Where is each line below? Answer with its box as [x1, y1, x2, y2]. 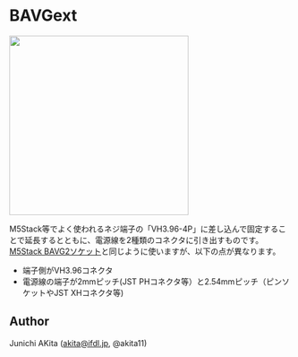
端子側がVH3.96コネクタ [21, 265, 114, 275]
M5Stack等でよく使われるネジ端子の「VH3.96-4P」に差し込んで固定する [9, 223, 279, 234]
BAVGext [9, 5, 78, 26]
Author [9, 314, 49, 329]
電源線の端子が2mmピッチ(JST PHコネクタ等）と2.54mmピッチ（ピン [21, 275, 282, 287]
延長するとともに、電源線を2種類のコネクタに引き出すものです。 [24, 234, 264, 245]
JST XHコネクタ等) [53, 287, 124, 298]
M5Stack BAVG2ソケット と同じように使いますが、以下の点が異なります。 [9, 246, 281, 257]
